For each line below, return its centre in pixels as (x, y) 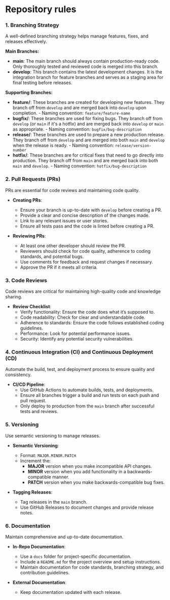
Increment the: (35, 461)
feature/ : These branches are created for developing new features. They (88, 102)
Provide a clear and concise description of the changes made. (85, 215)
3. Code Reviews (26, 280)
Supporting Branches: (29, 93)
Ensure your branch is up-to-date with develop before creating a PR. (91, 210)
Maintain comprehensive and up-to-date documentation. (65, 537)
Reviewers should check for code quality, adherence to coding (85, 251)
